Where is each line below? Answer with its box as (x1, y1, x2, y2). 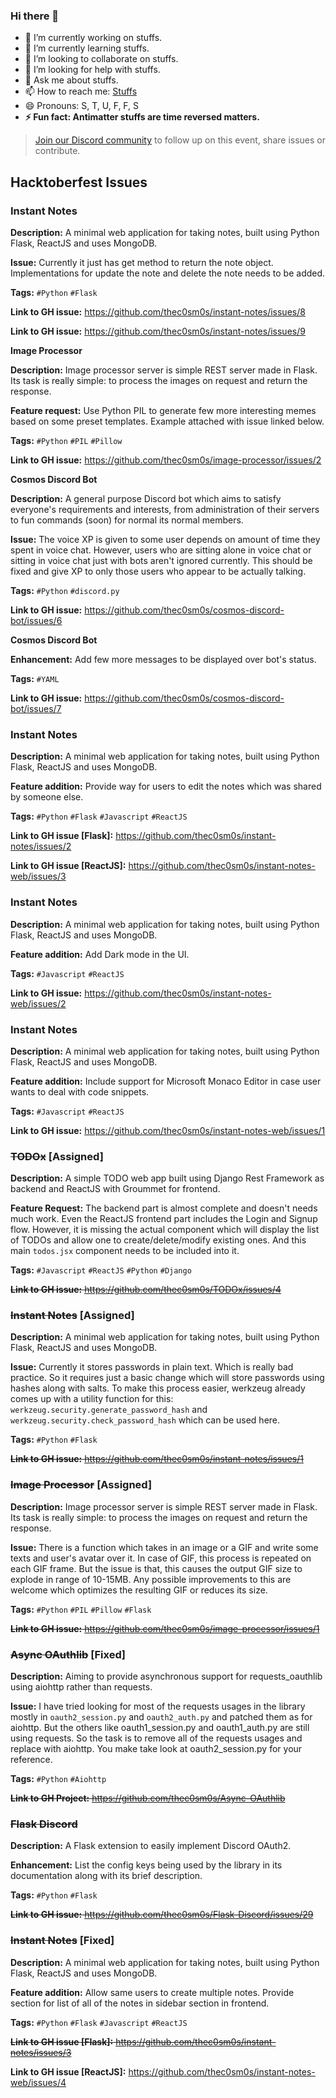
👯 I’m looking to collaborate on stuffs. (24, 53, 179, 65)
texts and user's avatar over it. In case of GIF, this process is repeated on (10, 1552, 312, 1564)
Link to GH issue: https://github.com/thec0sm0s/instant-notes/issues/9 (10, 325, 306, 337)
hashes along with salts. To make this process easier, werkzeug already (10, 1382, 306, 1394)
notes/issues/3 (10, 2046, 72, 2058)
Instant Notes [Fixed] (10, 1934, 115, 1948)
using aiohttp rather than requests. (10, 1681, 153, 1693)
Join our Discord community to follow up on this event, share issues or (34, 134, 326, 146)
